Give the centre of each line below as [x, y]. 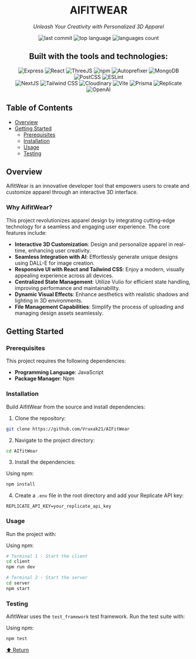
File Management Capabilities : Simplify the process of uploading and [99, 307]
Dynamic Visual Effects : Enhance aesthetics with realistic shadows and [102, 294]
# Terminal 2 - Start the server [47, 578]
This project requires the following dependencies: [66, 361]
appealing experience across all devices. [64, 275]
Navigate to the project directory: [55, 440]
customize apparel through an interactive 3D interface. [72, 192]
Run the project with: [31, 534]
